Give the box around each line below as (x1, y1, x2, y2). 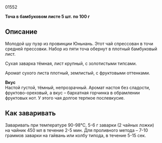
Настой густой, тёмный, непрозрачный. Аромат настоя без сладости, (5, 84, 150, 90)
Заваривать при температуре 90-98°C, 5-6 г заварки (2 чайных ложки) (5, 122, 155, 128)
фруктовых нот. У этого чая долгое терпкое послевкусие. (5, 95, 125, 101)
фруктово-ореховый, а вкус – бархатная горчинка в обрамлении (5, 90, 140, 96)
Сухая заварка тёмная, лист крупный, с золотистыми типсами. (5, 61, 137, 66)
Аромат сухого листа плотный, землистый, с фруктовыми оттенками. (5, 70, 150, 76)
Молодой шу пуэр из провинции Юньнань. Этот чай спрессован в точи (5, 41, 154, 46)
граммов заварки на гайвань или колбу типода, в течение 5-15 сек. (5, 132, 146, 138)
